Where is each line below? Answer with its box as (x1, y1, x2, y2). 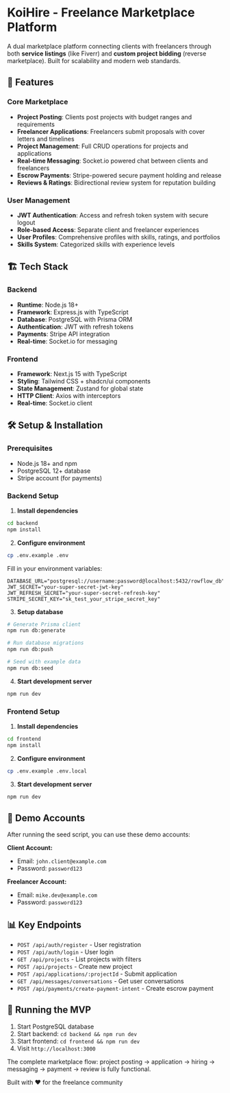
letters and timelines (16, 134, 75, 143)
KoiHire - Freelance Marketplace (7, 5, 195, 21)
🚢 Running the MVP (7, 1004, 91, 1016)
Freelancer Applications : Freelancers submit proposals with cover (16, 127, 205, 135)
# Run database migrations (7, 639, 84, 646)
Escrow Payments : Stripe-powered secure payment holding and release (16, 171, 222, 179)
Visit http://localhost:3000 (16, 1044, 96, 1053)
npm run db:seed (7, 664, 53, 672)
